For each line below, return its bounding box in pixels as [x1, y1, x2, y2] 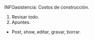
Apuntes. [11, 19, 31, 25]
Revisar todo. [11, 14, 39, 19]
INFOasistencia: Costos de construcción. [4, 4, 89, 10]
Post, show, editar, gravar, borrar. [11, 29, 81, 34]
